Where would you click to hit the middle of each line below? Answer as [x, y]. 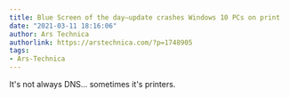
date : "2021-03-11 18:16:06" [63, 26]
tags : [19, 51]
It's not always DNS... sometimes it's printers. [92, 84]
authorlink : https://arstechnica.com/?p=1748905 [101, 42]
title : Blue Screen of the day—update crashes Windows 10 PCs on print [144, 17]
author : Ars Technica [49, 34]
